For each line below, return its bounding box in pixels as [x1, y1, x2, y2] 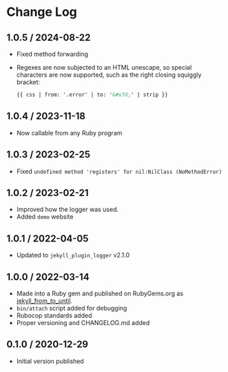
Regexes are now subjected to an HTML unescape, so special [16, 63, 192, 71]
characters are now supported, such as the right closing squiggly [16, 70, 202, 79]
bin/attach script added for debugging [16, 304, 127, 312]
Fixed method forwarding [16, 50, 89, 58]
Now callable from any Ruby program [16, 128, 123, 137]
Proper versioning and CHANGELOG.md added [16, 318, 150, 326]
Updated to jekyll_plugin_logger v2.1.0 [16, 251, 130, 260]
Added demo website [16, 213, 74, 221]
